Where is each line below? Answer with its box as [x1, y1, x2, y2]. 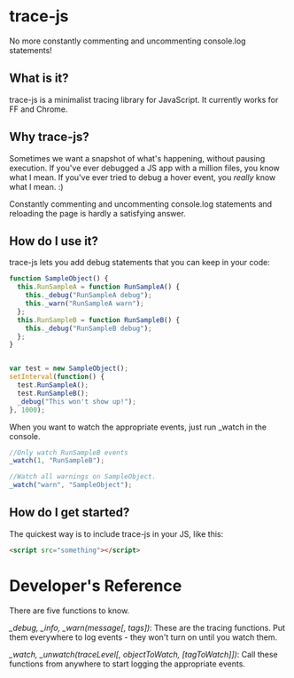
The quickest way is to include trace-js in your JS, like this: [9, 528, 224, 539]
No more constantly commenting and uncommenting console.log [9, 35, 246, 46]
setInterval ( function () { [9, 373, 104, 382]
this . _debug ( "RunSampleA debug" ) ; [25, 291, 152, 300]
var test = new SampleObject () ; [9, 364, 128, 374]
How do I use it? [9, 233, 99, 248]
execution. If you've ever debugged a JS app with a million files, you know [9, 162, 281, 173]
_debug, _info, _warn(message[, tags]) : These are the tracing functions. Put [9, 622, 286, 633]
